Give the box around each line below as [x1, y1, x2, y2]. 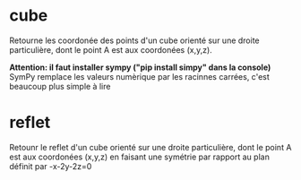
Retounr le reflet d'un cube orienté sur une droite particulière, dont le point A [9, 141, 292, 152]
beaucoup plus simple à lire [9, 81, 111, 91]
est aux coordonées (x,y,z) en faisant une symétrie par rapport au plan [9, 151, 271, 162]
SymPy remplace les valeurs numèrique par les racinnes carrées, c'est [9, 71, 271, 81]
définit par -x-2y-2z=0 [9, 160, 92, 171]
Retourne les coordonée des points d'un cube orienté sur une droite [9, 35, 260, 46]
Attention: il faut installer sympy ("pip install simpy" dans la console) [9, 62, 271, 73]
